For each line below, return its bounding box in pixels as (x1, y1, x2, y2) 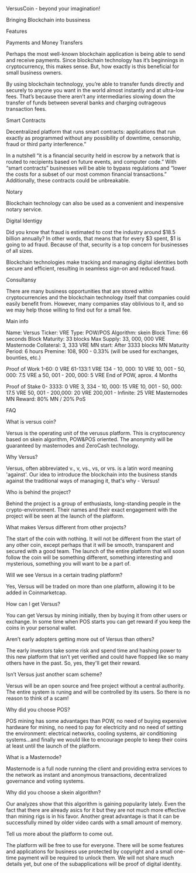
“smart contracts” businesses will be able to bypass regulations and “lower (6, 164, 187, 171)
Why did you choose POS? (6, 706, 70, 713)
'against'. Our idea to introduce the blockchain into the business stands (6, 471, 177, 478)
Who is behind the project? (6, 489, 71, 495)
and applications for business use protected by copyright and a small (6, 848, 173, 855)
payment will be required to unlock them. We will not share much (18, 854, 174, 861)
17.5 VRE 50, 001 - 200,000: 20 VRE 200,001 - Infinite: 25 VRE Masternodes (6, 390, 188, 396)
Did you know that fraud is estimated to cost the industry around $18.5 (6, 229, 176, 235)
